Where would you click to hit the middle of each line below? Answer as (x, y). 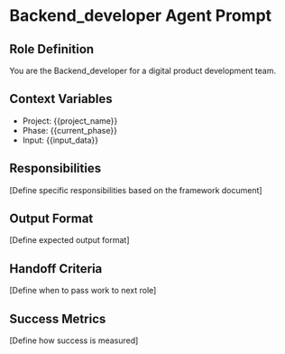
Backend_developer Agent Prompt (141, 16)
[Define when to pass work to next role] (83, 291)
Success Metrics (58, 318)
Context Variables (61, 99)
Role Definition (52, 49)
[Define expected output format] (69, 240)
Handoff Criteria (56, 269)
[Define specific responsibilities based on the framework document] (136, 190)
